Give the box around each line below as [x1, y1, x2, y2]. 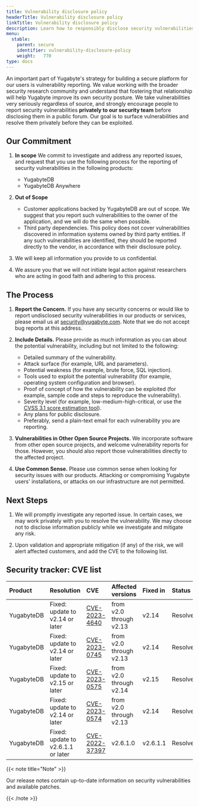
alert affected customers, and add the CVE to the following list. [14, 547, 168, 554]
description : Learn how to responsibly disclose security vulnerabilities [6, 25, 195, 31]
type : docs [6, 58, 33, 64]
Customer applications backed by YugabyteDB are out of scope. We [23, 206, 190, 213]
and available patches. [6, 783, 61, 790]
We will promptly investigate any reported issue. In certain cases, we [14, 510, 182, 518]
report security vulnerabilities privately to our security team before [6, 106, 172, 114]
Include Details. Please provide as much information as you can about [14, 336, 187, 343]
